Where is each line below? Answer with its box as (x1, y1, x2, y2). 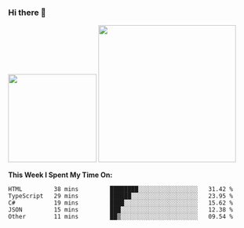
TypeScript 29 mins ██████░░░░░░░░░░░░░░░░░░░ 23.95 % (8, 192, 234, 201)
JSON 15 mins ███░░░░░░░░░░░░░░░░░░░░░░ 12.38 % (8, 206, 234, 214)
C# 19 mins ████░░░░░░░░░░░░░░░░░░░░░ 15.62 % (8, 199, 234, 207)
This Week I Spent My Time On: (8, 170, 113, 179)
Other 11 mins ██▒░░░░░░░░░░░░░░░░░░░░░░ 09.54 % (8, 213, 234, 221)
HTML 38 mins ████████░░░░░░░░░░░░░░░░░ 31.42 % (8, 186, 234, 194)
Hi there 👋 (8, 7, 47, 18)
